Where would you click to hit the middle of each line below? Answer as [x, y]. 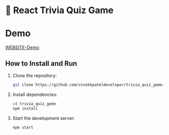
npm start [23, 127]
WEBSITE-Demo [22, 48]
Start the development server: [44, 118]
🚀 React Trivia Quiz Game [59, 10]
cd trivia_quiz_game [34, 104]
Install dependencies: [35, 94]
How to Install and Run [41, 63]
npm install [25, 108]
